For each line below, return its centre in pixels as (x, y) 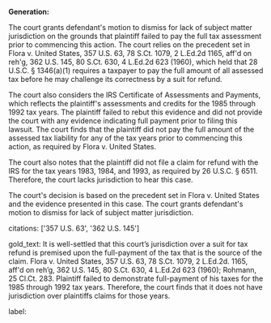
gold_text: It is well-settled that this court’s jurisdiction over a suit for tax (128, 244)
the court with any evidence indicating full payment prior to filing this (123, 121)
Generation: (29, 12)
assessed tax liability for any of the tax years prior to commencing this (125, 138)
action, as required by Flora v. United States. (82, 146)
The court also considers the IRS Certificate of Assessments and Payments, (135, 95)
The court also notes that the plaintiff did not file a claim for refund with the (133, 162)
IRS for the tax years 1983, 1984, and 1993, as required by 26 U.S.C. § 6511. (133, 171)
